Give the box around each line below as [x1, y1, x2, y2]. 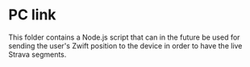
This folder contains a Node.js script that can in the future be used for [8, 32, 240, 42]
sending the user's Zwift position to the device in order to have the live [8, 40, 243, 50]
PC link [8, 6, 56, 24]
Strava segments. [8, 49, 67, 59]
